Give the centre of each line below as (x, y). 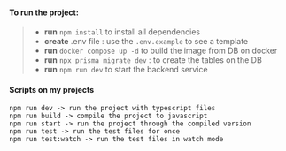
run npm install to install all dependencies (122, 32)
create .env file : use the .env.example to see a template (146, 42)
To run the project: (44, 12)
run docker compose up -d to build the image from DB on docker (161, 51)
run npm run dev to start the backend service (126, 70)
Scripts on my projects (52, 89)
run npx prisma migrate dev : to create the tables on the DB (153, 60)
